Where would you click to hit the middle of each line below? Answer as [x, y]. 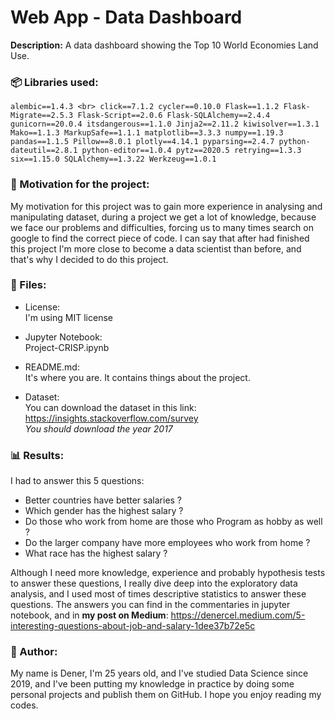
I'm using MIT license [68, 317]
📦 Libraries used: [54, 82]
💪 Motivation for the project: [80, 184]
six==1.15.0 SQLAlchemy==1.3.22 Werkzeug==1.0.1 [113, 159]
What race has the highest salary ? [96, 553]
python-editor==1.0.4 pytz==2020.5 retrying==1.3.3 [191, 151]
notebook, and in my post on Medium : [89, 615]
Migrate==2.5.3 [42, 116]
